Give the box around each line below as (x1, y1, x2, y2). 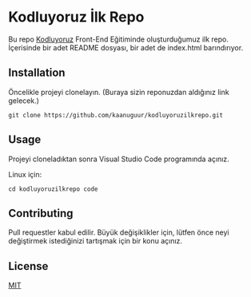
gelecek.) (8, 96, 40, 105)
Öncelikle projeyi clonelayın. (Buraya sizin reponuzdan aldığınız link (8, 87, 229, 97)
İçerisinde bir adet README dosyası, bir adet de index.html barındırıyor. (8, 42, 244, 52)
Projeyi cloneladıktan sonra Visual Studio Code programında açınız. (8, 154, 229, 164)
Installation (8, 66, 66, 80)
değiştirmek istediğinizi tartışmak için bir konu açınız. (8, 236, 182, 246)
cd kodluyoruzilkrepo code (8, 184, 98, 193)
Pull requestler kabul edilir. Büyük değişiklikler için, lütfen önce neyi (8, 228, 229, 237)
